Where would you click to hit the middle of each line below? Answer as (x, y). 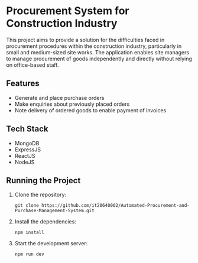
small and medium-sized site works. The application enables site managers (98, 52)
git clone (27, 206)
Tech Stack (27, 129)
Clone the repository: (40, 195)
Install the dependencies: (46, 222)
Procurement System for (68, 11)
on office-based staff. (33, 65)
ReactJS (25, 155)
